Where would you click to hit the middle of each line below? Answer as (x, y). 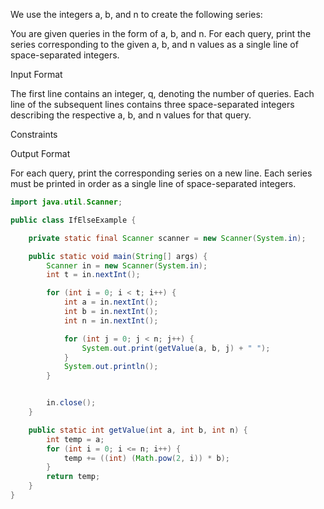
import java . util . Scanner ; (66, 202)
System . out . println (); (111, 367)
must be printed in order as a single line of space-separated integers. (153, 183)
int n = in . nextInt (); (111, 320)
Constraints (34, 134)
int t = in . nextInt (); (93, 275)
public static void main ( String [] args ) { (118, 256)
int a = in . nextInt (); (111, 302)
